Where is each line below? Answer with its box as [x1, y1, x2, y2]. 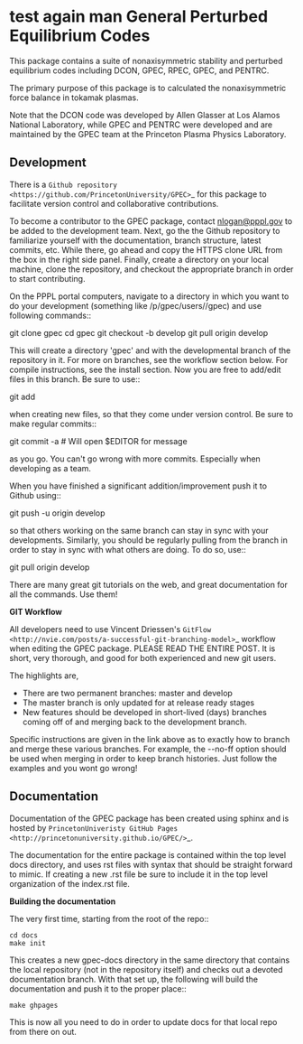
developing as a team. [9, 462, 92, 473]
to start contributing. [9, 273, 86, 284]
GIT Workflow [9, 606, 63, 617]
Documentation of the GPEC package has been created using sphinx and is [9, 813, 289, 824]
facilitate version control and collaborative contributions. [9, 198, 219, 209]
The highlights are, [9, 670, 79, 681]
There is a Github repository [9, 179, 117, 190]
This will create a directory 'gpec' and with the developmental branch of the [9, 345, 291, 356]
